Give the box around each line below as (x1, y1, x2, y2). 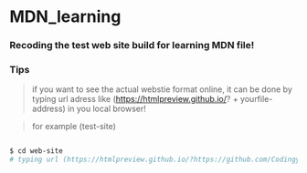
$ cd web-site (9, 147, 64, 156)
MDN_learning (9, 6, 122, 27)
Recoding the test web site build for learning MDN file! (9, 39, 255, 52)
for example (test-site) (31, 121, 117, 132)
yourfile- (240, 94, 273, 105)
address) (31, 103, 66, 115)
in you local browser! (67, 103, 146, 115)
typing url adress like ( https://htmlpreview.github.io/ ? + (31, 94, 239, 105)
